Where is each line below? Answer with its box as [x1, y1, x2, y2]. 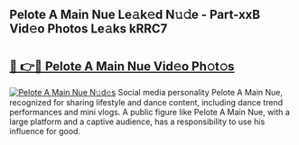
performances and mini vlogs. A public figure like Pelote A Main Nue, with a [9, 107, 291, 117]
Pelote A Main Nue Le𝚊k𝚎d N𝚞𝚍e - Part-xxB [9, 7, 260, 23]
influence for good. [9, 126, 81, 136]
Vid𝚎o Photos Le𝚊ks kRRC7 [9, 22, 168, 37]
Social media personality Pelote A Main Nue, [117, 87, 283, 97]
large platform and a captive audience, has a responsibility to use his [9, 116, 266, 127]
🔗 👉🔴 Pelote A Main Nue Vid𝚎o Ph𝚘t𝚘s [9, 59, 235, 74]
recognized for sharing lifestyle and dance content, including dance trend [9, 97, 283, 107]
